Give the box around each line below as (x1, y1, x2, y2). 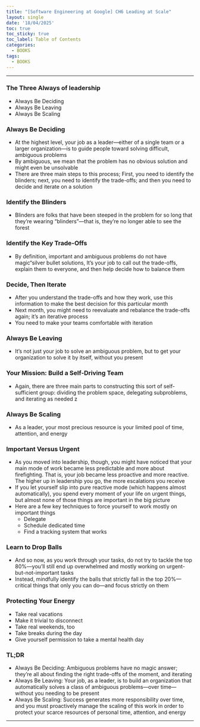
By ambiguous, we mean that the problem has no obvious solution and (14, 158, 187, 165)
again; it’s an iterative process (14, 313, 88, 320)
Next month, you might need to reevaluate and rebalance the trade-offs (14, 306, 190, 313)
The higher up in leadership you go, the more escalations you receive (14, 478, 186, 485)
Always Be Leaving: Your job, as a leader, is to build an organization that (14, 677, 192, 684)
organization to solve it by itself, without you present (14, 354, 143, 361)
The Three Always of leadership (6, 84, 101, 93)
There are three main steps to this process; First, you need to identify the (14, 171, 194, 178)
